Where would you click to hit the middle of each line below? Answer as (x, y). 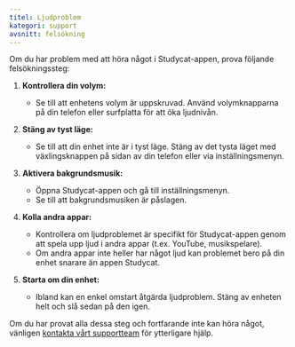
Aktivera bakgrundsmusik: (72, 173)
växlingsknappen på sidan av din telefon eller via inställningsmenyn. (159, 156)
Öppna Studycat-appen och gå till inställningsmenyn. (132, 191)
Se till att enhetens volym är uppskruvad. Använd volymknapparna (157, 103)
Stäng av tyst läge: (57, 130)
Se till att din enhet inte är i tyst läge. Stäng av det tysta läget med (156, 146)
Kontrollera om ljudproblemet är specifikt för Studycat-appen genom (161, 234)
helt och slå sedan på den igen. (93, 306)
